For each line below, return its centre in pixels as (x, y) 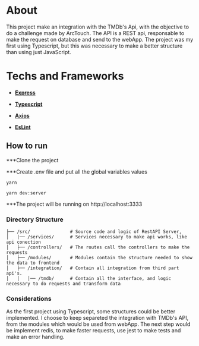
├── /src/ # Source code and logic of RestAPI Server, (94, 232)
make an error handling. (35, 337)
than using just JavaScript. (39, 52)
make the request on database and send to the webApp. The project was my (100, 39)
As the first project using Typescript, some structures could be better (91, 312)
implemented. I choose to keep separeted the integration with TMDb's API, (97, 318)
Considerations (29, 298)
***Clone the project (32, 160)
